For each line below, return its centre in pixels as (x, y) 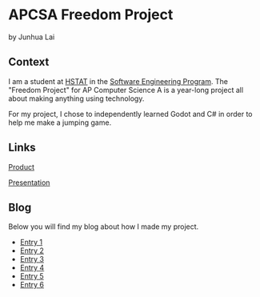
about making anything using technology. (76, 98)
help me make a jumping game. (60, 122)
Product (21, 167)
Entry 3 (32, 259)
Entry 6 (32, 285)
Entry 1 (31, 243)
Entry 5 (32, 276)
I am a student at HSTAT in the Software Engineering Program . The (118, 81)
